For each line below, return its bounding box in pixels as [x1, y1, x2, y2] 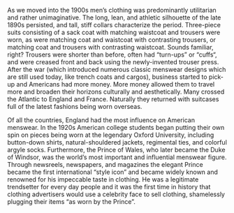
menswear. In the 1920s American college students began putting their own [7, 124, 225, 131]
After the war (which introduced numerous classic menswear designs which [7, 66, 226, 73]
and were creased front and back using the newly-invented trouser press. [7, 58, 219, 66]
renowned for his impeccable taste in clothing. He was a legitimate [7, 175, 199, 184]
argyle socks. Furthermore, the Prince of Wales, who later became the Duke [7, 146, 226, 154]
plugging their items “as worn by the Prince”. [7, 198, 136, 205]
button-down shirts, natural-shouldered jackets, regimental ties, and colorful [7, 138, 227, 146]
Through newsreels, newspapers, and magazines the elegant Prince [7, 161, 204, 168]
